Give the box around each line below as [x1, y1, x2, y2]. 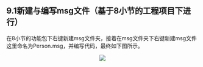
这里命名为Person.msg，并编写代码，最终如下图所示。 [6, 42, 143, 49]
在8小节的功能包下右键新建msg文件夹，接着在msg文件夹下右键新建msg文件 [6, 34, 197, 41]
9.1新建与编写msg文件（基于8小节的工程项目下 [6, 5, 183, 16]
